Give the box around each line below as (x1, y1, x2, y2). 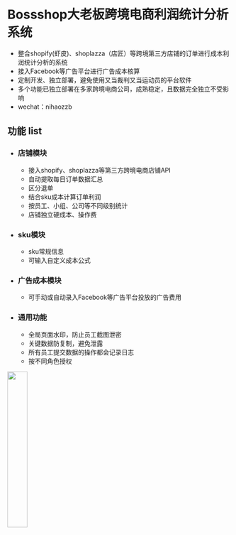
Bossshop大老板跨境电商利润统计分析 (7, 6, 229, 23)
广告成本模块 (17, 275, 62, 285)
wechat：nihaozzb (17, 102, 72, 111)
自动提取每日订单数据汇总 (28, 175, 103, 183)
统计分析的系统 (23, 58, 68, 66)
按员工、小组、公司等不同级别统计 (28, 201, 128, 210)
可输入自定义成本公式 (28, 256, 91, 264)
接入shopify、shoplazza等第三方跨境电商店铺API (28, 166, 172, 174)
